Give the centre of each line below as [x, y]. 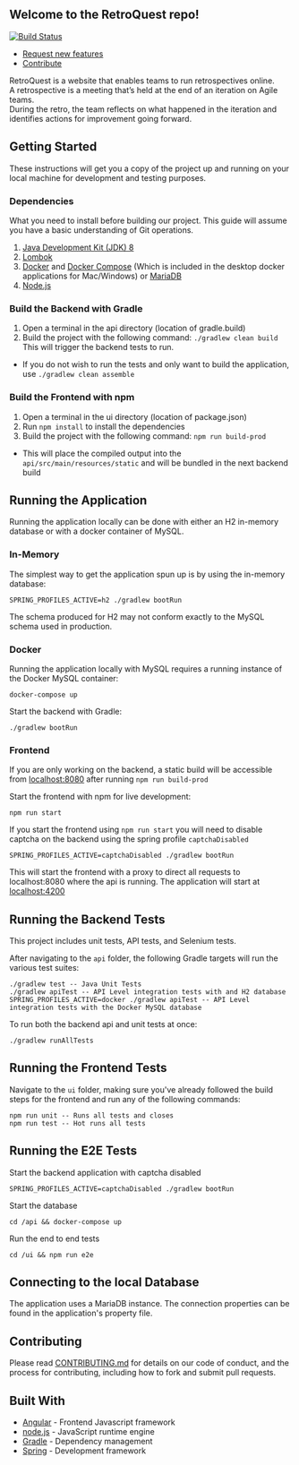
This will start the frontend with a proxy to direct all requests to [125, 872]
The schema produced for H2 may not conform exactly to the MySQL [137, 616]
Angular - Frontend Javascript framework [99, 1422]
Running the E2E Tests [73, 1151]
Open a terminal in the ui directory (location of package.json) [135, 416]
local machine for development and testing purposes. [108, 177]
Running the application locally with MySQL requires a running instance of [146, 668]
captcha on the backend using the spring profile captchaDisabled [129, 839]
